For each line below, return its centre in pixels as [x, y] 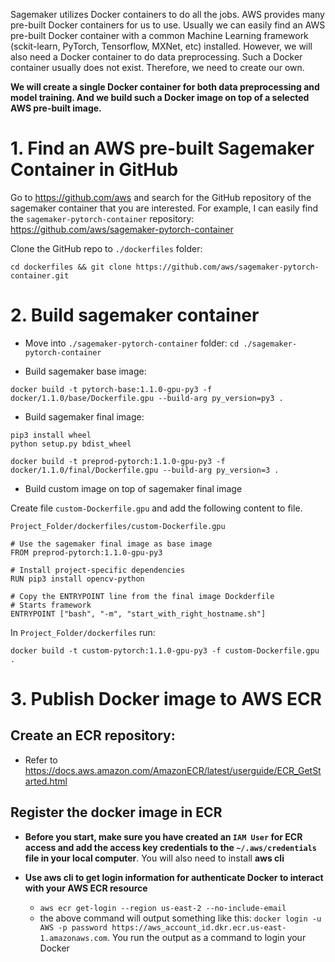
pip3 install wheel [51, 435]
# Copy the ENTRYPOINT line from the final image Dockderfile [142, 596]
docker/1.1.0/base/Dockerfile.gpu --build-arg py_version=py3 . [147, 398]
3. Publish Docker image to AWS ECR [166, 699]
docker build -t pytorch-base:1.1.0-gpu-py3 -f [111, 389]
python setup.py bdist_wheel [71, 444]
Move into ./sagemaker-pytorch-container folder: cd [132, 343]
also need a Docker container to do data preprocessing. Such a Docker [156, 57]
